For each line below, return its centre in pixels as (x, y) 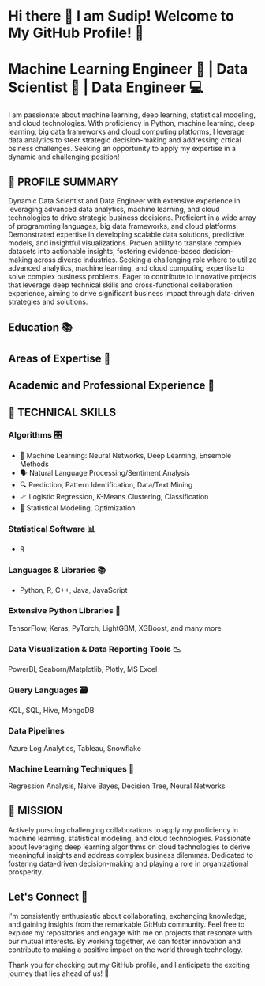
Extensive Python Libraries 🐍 (64, 611)
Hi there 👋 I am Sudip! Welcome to (121, 16)
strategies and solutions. (48, 301)
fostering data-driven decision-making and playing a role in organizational (129, 863)
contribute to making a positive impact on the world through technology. (125, 950)
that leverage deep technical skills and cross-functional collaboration (120, 285)
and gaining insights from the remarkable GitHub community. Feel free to (127, 924)
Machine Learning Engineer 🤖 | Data (128, 69)
